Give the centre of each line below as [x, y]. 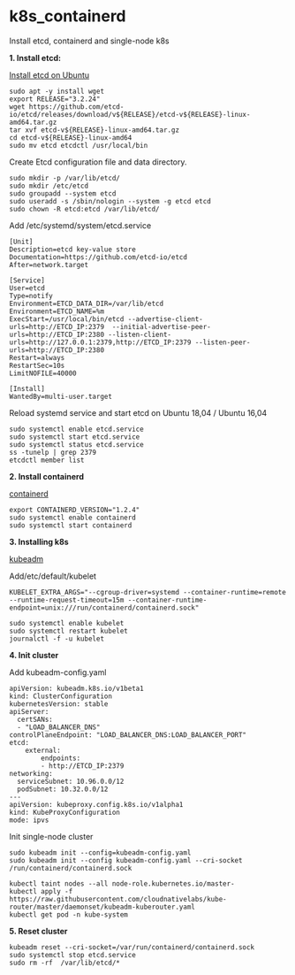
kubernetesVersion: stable [59, 704]
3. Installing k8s [39, 541]
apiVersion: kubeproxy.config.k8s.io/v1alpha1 [96, 804]
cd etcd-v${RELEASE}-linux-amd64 [71, 138]
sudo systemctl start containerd [71, 525]
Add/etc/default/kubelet [53, 576]
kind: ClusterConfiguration [61, 696]
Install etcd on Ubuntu [49, 75]
